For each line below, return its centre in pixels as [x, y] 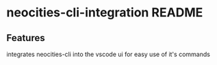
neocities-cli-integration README [105, 13]
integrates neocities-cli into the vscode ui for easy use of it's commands [108, 54]
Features [26, 38]
